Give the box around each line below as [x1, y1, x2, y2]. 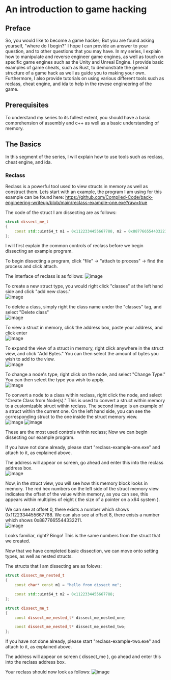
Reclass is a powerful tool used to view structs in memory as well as [5, 183, 148, 189]
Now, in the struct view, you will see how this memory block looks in [5, 480, 148, 486]
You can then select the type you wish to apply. [5, 377, 105, 383]
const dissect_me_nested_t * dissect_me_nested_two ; [14, 624, 126, 630]
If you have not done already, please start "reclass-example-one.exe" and [5, 444, 160, 451]
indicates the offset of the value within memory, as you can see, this [5, 491, 149, 498]
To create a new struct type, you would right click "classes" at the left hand [5, 283, 163, 289]
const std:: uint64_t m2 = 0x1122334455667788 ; [14, 592, 115, 597]
